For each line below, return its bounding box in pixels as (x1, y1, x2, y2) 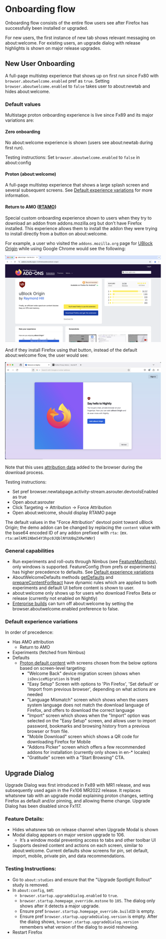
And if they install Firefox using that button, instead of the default (5, 347, 137, 353)
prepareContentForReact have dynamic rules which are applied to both (12, 580, 157, 586)
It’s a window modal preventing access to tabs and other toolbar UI (19, 837, 156, 843)
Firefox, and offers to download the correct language (27, 707, 135, 713)
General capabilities (5, 547, 54, 554)
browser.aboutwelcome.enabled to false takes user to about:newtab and (5, 83, 151, 89)
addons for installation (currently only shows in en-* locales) (27, 750, 151, 755)
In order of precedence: (5, 629, 53, 635)
